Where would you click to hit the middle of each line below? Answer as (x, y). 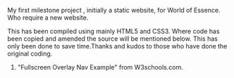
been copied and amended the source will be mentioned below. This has (113, 39)
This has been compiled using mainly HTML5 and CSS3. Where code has (113, 31)
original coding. (30, 53)
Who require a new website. (48, 18)
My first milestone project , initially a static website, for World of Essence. (114, 10)
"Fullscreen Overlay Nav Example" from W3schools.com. (100, 67)
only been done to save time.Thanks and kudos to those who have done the (117, 46)
